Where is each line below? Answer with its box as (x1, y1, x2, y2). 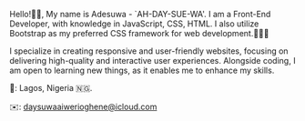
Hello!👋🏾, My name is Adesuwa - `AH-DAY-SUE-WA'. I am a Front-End (9, 9, 271, 19)
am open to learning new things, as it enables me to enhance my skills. (9, 65, 275, 76)
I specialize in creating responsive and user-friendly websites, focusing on (9, 45, 289, 56)
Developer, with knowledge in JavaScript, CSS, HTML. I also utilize (9, 18, 259, 29)
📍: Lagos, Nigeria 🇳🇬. (9, 83, 93, 93)
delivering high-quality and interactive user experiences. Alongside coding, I (9, 55, 296, 66)
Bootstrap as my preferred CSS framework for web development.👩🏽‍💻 (9, 28, 269, 38)
